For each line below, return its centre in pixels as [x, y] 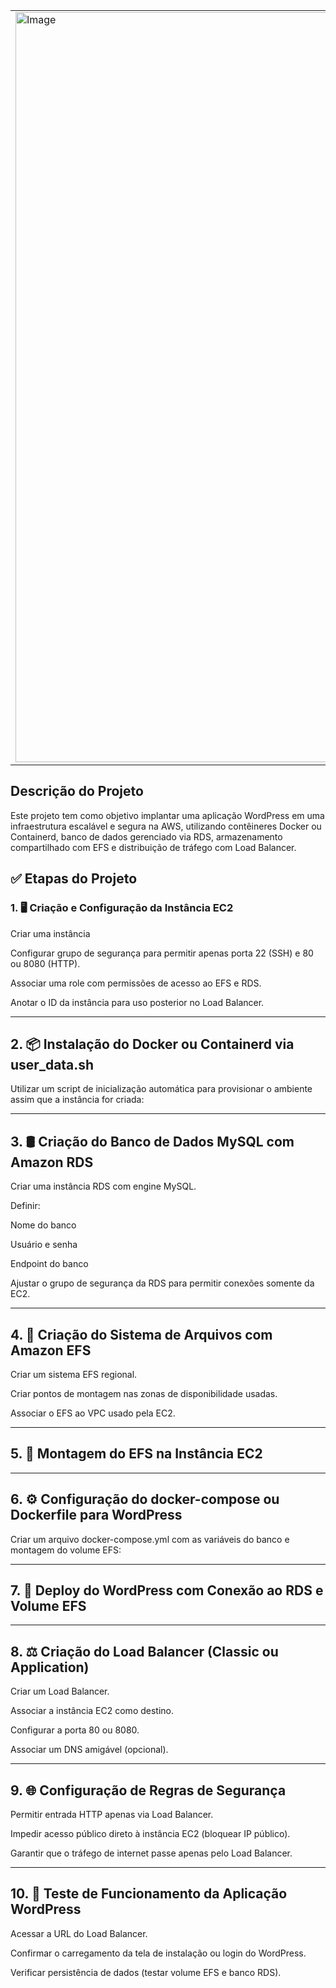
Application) [50, 1667]
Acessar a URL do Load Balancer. [79, 1933]
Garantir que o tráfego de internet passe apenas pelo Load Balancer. [151, 1853]
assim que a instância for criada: [77, 1100]
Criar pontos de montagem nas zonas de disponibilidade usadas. [144, 1393]
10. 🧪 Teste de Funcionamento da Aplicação [149, 1894]
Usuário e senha [44, 1245]
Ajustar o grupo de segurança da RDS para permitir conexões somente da [162, 1283]
